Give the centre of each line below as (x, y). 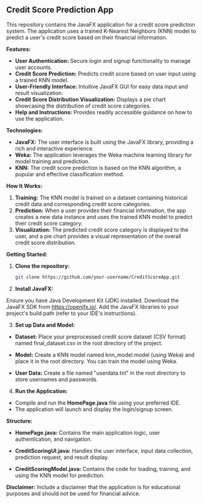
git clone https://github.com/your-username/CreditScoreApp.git (97, 277)
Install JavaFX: (34, 288)
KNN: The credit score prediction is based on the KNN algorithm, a (98, 167)
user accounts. (33, 67)
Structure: (20, 421)
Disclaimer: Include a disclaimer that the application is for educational (93, 487)
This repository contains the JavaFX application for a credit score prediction (101, 24)
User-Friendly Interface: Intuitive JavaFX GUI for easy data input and (101, 86)
